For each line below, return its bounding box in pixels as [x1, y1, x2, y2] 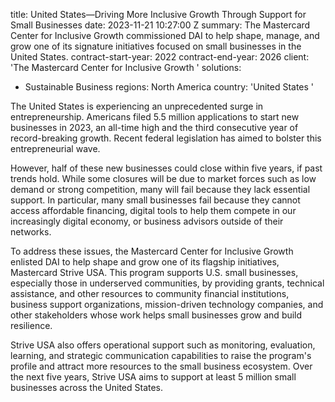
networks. [10, 226, 52, 238]
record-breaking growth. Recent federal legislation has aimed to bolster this [10, 132, 322, 144]
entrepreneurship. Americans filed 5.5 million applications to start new [10, 111, 300, 123]
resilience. [10, 320, 53, 331]
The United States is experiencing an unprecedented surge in [10, 100, 264, 112]
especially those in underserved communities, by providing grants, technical [10, 277, 325, 289]
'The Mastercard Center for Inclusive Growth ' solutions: [10, 62, 242, 73]
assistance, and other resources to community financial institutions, [10, 288, 290, 299]
